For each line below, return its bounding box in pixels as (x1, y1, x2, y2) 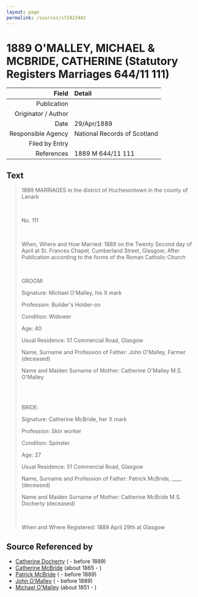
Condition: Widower (21, 313, 71, 321)
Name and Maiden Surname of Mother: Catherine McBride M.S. (21, 493, 182, 501)
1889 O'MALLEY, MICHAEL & (6, 41, 155, 55)
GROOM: (21, 277, 44, 285)
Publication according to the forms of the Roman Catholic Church (21, 254, 186, 261)
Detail (74, 89, 92, 98)
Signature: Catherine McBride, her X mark (21, 416, 127, 423)
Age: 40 (21, 325, 42, 332)
